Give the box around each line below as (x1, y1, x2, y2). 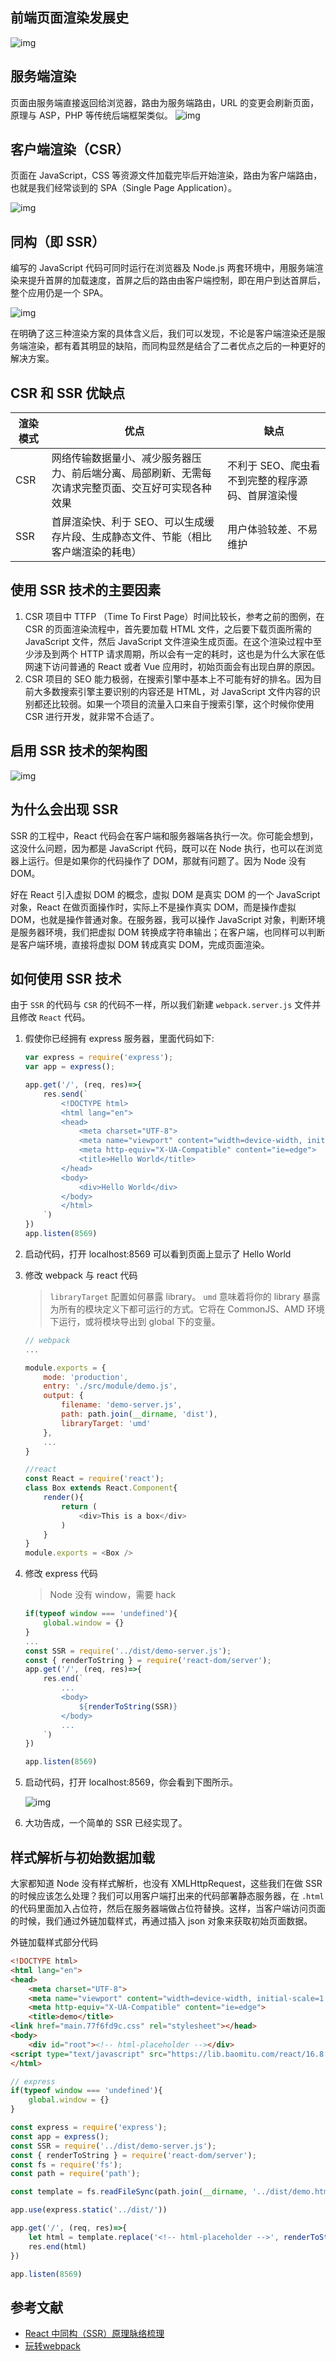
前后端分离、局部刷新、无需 (71, 466, 202, 480)
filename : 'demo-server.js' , (61, 1400, 183, 1410)
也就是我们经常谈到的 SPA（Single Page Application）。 (10, 182, 237, 194)
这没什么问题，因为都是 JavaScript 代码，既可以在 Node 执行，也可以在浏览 (10, 842, 323, 854)
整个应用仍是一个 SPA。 (10, 287, 109, 299)
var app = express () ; (24, 1062, 116, 1072)
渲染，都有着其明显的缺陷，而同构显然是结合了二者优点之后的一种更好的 (27, 340, 326, 352)
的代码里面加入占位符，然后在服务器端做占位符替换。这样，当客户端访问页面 (10, 1903, 326, 1914)
